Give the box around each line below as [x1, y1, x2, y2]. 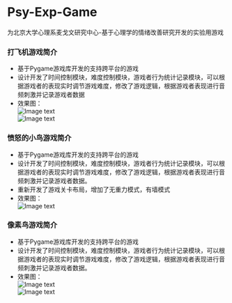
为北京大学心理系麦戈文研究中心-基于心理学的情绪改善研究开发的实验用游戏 [7, 28, 224, 36]
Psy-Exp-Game [7, 4, 98, 20]
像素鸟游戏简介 [7, 220, 58, 230]
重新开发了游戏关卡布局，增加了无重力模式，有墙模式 [17, 185, 171, 194]
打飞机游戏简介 [7, 47, 58, 56]
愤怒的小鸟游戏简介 [7, 133, 72, 143]
